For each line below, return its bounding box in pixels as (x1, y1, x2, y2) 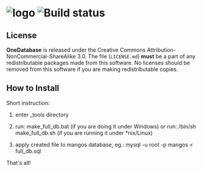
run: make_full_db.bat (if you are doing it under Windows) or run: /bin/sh (15, 122, 197, 130)
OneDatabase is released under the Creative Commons (6, 46, 146, 53)
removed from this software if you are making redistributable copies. (6, 65, 178, 73)
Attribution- (147, 46, 176, 53)
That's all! (6, 159, 31, 166)
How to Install (6, 83, 60, 93)
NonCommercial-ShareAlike (6, 53, 76, 60)
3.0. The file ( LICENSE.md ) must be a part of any (77, 53, 196, 60)
